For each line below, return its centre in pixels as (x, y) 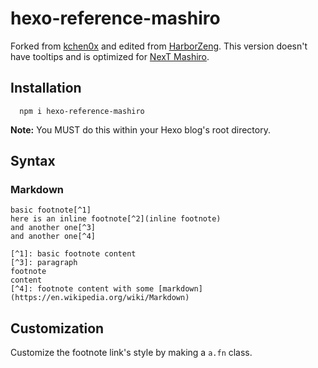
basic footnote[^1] (51, 210)
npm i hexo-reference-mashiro (82, 111)
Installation (46, 88)
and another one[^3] (53, 228)
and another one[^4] (53, 237)
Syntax (33, 161)
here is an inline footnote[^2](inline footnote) (116, 219)
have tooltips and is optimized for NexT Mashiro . (110, 56)
